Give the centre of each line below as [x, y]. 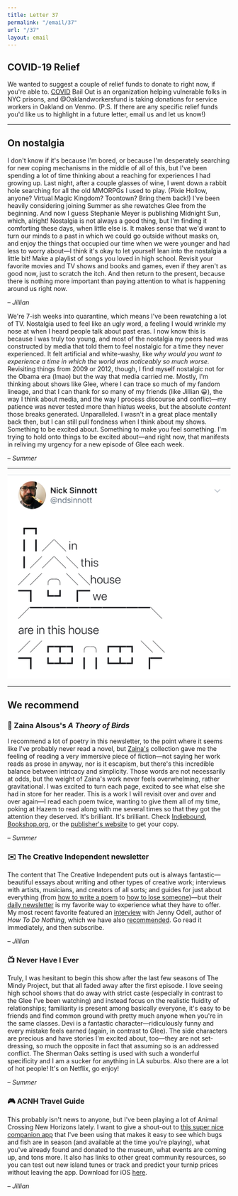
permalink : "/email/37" [42, 22]
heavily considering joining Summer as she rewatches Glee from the [107, 205]
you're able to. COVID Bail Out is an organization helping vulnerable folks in [117, 92]
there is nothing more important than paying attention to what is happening [117, 281]
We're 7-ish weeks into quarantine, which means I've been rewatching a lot [117, 316]
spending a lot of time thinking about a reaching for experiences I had [109, 175]
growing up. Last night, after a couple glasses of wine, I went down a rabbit [117, 183]
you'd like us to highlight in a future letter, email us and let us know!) [107, 114]
